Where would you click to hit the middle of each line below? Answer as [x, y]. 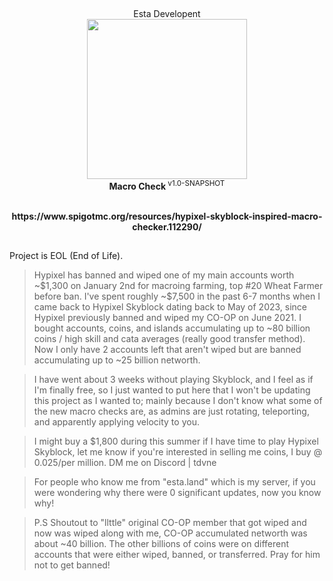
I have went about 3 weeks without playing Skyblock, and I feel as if [173, 380]
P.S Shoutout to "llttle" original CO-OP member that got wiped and [170, 523]
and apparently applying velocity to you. [116, 422]
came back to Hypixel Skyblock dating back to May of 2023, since [170, 307]
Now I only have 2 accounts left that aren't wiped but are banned [167, 350]
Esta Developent [167, 14]
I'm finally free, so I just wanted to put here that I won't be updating [172, 390]
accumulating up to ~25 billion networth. [117, 360]
